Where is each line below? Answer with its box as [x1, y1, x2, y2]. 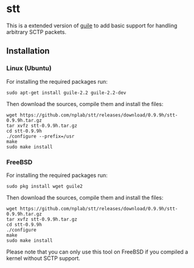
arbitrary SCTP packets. [6, 28, 67, 35]
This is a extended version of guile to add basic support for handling [6, 22, 178, 29]
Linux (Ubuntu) [6, 64, 52, 73]
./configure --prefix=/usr [6, 133, 75, 139]
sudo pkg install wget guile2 [6, 183, 83, 189]
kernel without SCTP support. [6, 254, 81, 262]
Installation [6, 46, 50, 56]
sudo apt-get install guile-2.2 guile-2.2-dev [6, 90, 126, 96]
